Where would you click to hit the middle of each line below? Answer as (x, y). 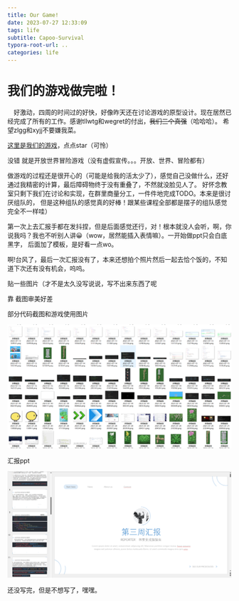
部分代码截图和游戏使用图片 (48, 313)
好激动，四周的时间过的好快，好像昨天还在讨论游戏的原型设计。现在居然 (119, 112)
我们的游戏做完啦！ (64, 91)
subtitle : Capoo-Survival (46, 38)
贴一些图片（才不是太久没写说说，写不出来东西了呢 (82, 283)
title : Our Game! (33, 15)
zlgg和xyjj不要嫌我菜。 (47, 130)
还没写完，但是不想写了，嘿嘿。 (54, 590)
